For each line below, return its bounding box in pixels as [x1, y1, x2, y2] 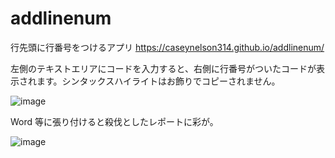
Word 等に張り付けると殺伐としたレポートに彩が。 [10, 115, 219, 127]
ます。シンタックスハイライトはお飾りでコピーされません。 [36, 75, 281, 87]
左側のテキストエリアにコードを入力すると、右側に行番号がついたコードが [10, 62, 317, 74]
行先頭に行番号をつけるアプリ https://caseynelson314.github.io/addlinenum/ [10, 41, 325, 53]
